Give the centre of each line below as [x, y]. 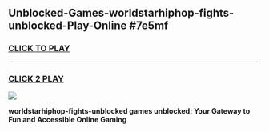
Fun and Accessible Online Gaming [68, 119]
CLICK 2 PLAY [36, 78]
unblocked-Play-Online [68, 26]
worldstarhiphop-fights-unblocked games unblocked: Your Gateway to [129, 110]
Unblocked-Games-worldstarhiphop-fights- [121, 13]
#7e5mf [149, 26]
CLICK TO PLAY [39, 49]
